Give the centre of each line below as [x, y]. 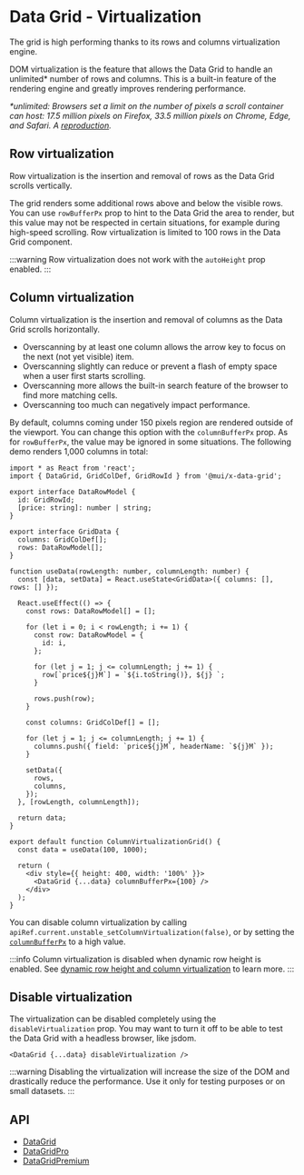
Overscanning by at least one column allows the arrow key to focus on [154, 346]
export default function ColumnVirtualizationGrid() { [115, 841]
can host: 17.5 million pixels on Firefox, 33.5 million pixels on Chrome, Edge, [150, 115]
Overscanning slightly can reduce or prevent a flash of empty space [150, 366]
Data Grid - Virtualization [106, 17]
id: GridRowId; [46, 500]
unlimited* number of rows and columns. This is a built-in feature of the [143, 78]
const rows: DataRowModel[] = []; [91, 611]
